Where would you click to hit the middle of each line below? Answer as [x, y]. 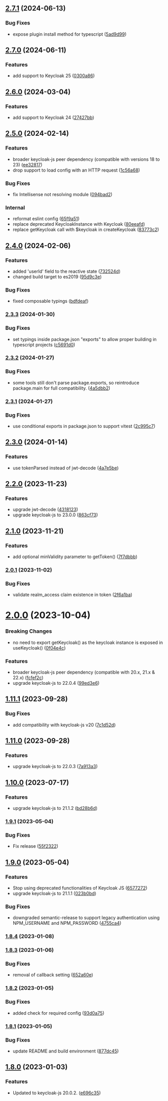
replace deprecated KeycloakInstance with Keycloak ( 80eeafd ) [79, 224]
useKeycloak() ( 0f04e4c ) [39, 648]
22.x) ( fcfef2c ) [28, 678]
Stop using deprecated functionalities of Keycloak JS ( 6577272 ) [80, 888]
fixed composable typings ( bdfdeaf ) [51, 301]
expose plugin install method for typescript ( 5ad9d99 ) [69, 34]
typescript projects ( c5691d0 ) [44, 345]
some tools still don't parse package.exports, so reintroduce [76, 382]
